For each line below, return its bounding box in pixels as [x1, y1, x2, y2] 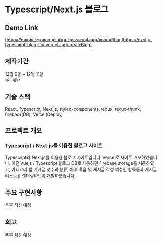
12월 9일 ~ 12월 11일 [5, 71, 44, 77]
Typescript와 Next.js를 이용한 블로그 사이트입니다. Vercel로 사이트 [5, 154, 133, 161]
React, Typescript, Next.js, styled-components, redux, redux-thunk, [5, 106, 141, 112]
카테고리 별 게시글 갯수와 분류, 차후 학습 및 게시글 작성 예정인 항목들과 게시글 [11, 166, 157, 173]
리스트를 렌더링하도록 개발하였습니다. [5, 173, 76, 179]
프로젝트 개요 [5, 127, 42, 135]
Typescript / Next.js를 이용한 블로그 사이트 [5, 142, 102, 149]
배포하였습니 [133, 154, 158, 161]
